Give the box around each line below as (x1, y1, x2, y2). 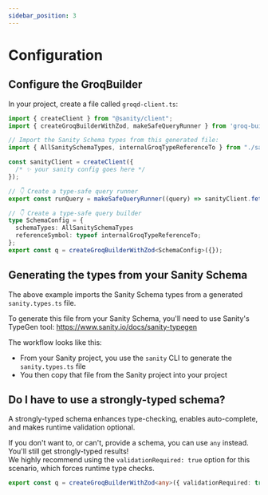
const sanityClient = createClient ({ (8, 158, 134, 166)
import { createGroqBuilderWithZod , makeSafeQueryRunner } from (8, 121, 227, 130)
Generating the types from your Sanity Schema (8, 268, 248, 282)
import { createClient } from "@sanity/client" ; (8, 114, 173, 122)
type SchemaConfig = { (8, 216, 84, 224)
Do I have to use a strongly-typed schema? (8, 393, 226, 406)
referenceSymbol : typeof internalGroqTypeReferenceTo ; (15, 232, 202, 240)
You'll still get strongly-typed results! (8, 446, 129, 456)
